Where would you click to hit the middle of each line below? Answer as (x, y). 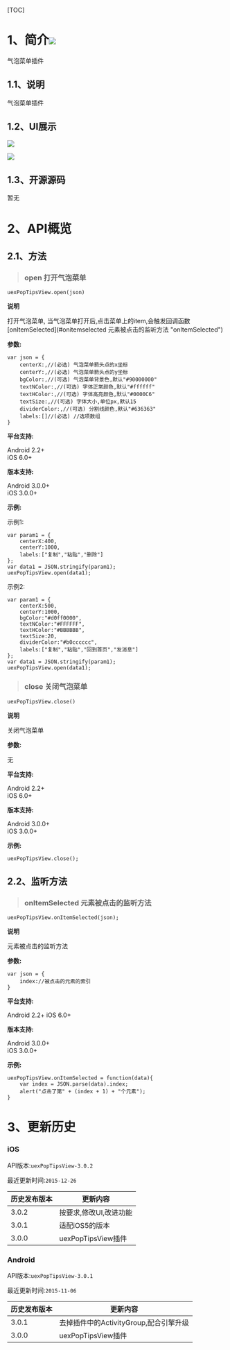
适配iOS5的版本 (85, 1225)
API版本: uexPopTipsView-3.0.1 (50, 1276)
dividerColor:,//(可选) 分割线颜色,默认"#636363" (88, 409)
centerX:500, (38, 606)
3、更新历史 (42, 1127)
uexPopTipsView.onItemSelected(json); (63, 918)
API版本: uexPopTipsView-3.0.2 (50, 1165)
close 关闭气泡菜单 (56, 687)
